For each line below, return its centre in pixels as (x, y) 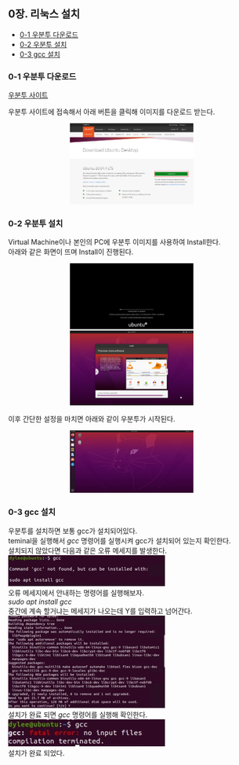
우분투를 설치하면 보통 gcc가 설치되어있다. (73, 531)
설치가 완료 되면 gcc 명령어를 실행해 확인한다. (78, 715)
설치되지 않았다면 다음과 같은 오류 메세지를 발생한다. (87, 550)
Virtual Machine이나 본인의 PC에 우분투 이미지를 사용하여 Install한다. (114, 242)
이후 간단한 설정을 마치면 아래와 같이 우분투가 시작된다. (92, 419)
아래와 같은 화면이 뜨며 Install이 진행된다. (71, 252)
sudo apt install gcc (40, 601)
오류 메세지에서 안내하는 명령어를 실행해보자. (76, 593)
